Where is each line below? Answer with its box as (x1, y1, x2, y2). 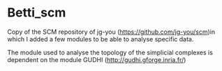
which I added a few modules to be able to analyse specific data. (7, 34, 194, 43)
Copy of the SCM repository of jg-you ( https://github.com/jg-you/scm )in (7, 28, 215, 36)
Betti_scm (7, 5, 66, 21)
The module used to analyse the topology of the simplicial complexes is (7, 48, 213, 57)
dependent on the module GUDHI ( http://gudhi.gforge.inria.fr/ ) (7, 55, 186, 63)
